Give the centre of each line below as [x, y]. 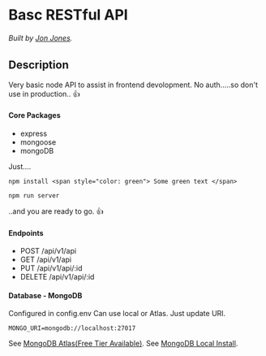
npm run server [34, 196]
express [33, 134]
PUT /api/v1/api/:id [51, 268]
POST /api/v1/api [48, 251]
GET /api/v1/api [45, 260]
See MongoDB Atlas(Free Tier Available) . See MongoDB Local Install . [123, 344]
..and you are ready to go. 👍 [56, 211]
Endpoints [26, 232]
